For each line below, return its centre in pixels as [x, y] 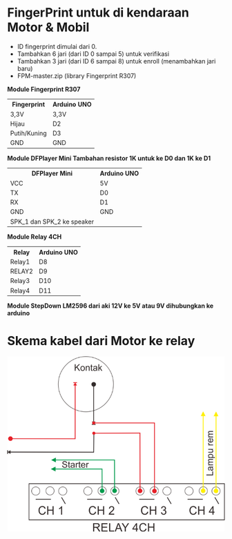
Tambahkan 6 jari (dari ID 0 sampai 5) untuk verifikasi [93, 54]
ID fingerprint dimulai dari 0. [57, 46]
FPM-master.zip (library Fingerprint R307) [77, 76]
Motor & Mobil [48, 27]
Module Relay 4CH [35, 237]
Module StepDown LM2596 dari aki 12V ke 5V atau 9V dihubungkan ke [110, 306]
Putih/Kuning [28, 133]
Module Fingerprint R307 [44, 89]
